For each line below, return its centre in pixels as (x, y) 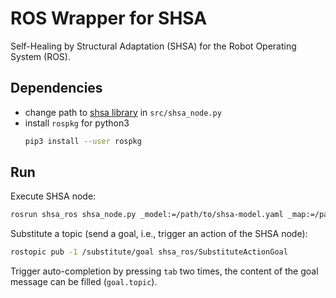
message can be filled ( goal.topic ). (84, 282)
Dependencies (56, 88)
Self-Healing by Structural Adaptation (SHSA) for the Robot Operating (153, 46)
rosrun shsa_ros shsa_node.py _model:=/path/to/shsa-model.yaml (147, 215)
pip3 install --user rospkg (83, 141)
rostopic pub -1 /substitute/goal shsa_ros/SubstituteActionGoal (149, 252)
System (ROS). (40, 56)
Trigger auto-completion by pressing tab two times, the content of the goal (164, 271)
